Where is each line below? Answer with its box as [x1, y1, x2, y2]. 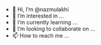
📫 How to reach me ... [12, 32, 69, 39]
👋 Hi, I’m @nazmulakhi [12, 6, 69, 13]
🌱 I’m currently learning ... [12, 19, 78, 26]
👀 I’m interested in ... [12, 12, 64, 19]
